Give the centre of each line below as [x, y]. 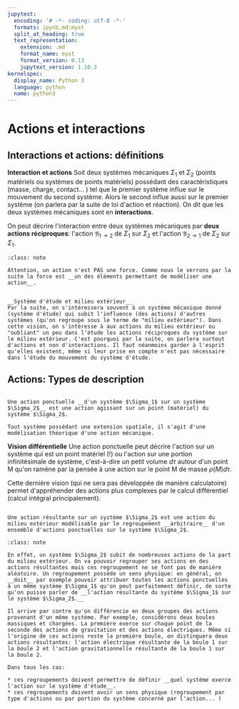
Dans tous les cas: [36, 668]
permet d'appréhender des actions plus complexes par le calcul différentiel [118, 491]
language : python [40, 87]
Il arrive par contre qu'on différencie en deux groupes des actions [113, 611]
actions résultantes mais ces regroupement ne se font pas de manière [115, 568]
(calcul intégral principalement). [54, 498]
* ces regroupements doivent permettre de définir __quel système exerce [119, 680]
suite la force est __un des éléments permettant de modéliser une [110, 276]
